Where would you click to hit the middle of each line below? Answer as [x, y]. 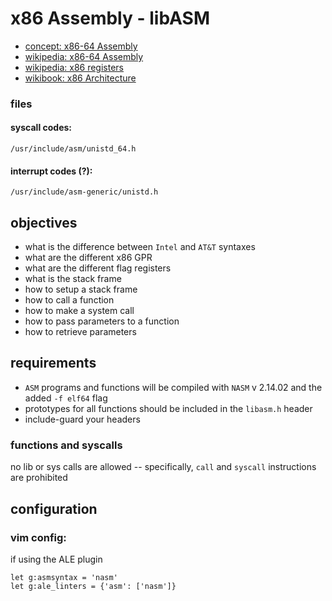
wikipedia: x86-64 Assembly [84, 56]
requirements [53, 363]
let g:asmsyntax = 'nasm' [64, 577]
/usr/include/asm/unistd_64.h [73, 149]
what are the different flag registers [98, 268]
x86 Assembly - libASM [110, 18]
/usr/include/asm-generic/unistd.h [84, 192]
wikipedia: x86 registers [74, 67]
